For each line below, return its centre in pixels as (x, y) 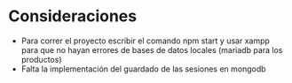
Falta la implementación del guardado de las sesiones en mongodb (144, 69)
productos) (41, 59)
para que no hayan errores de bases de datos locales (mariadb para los (152, 49)
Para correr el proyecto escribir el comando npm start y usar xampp (145, 41)
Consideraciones (73, 16)
